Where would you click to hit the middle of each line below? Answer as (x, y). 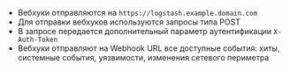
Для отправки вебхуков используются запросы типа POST (129, 22)
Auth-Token (38, 39)
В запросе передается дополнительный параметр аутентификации (145, 31)
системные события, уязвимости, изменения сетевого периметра (143, 57)
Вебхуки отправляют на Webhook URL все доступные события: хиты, (149, 48)
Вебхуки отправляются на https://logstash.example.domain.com (137, 13)
